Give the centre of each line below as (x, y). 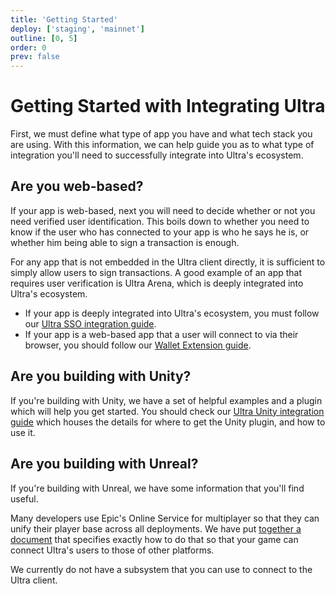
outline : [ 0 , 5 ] (44, 38)
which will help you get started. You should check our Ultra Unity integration (167, 411)
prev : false (35, 57)
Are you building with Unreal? (104, 464)
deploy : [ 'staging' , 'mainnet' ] (77, 29)
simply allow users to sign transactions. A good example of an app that (156, 272)
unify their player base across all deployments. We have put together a (156, 528)
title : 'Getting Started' (64, 19)
